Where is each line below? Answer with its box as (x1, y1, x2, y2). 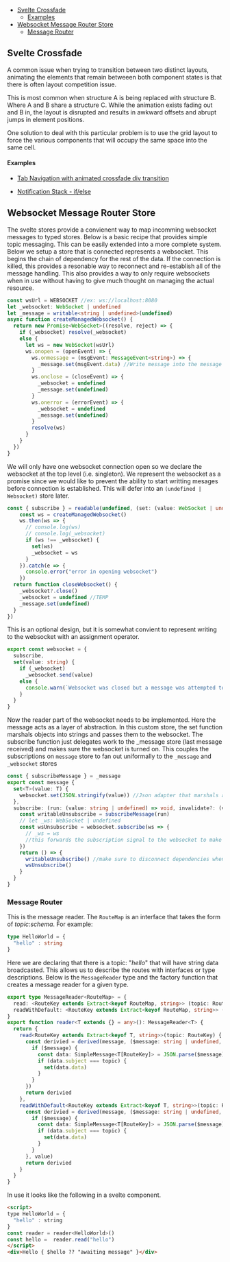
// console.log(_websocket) (25, 531, 106, 537)
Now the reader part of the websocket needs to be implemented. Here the (7, 716, 216, 724)
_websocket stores (7, 760, 57, 768)
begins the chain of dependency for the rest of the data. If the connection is (7, 254, 221, 263)
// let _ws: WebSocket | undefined (19, 817, 121, 825)
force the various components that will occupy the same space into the (7, 136, 207, 144)
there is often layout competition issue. (7, 80, 117, 88)
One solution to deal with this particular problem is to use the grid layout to (7, 128, 218, 136)
